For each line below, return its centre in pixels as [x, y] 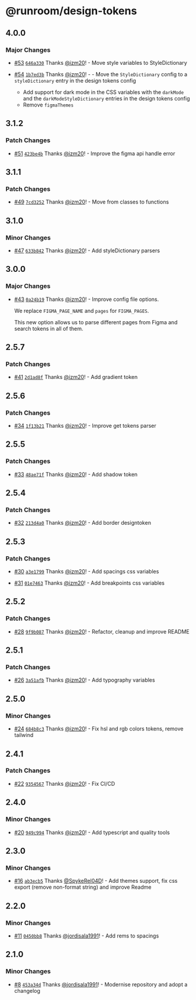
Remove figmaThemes [48, 105]
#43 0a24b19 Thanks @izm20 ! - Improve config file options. [86, 299]
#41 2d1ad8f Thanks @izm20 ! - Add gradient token [76, 377]
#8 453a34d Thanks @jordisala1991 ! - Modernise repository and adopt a [101, 984]
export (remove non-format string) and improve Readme [83, 887]
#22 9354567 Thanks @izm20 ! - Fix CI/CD [65, 783]
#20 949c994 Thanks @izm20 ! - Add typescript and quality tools [92, 832]
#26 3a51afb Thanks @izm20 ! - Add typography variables [84, 680]
